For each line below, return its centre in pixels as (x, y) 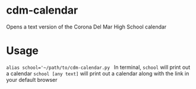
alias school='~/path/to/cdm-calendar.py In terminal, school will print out (98, 67)
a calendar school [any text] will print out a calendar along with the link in (98, 73)
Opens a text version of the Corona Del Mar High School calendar (86, 27)
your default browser (32, 80)
